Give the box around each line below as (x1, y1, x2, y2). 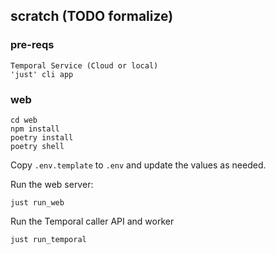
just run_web (10, 197, 65, 208)
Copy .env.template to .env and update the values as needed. (10, 159, 267, 171)
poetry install (10, 132, 74, 143)
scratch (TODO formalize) (10, 8, 174, 25)
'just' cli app (10, 69, 74, 79)
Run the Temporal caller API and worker (10, 215, 175, 227)
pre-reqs (10, 38, 55, 52)
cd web (10, 115, 38, 125)
